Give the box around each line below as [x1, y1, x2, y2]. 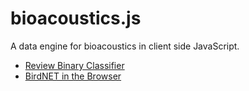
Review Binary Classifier [24, 59, 125, 71]
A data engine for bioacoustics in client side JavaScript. [10, 40, 240, 52]
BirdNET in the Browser [24, 70, 122, 82]
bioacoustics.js [10, 7, 142, 30]
